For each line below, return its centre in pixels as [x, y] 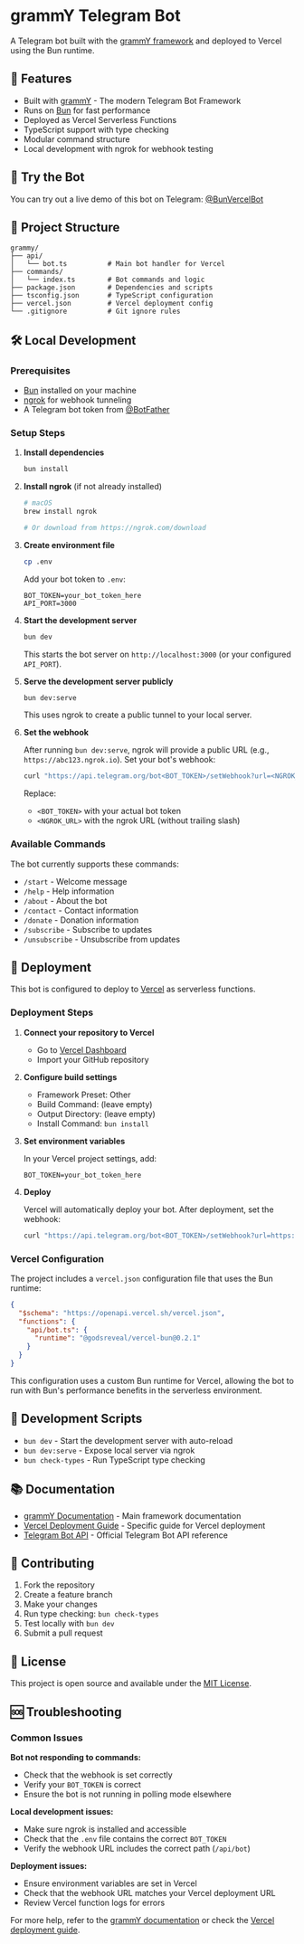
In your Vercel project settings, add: [90, 1158]
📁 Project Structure [65, 227]
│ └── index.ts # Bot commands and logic [108, 280]
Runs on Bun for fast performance [87, 110]
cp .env [38, 562]
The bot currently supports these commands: [95, 864]
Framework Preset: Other [84, 1095]
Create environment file [69, 545]
